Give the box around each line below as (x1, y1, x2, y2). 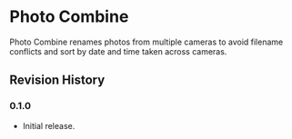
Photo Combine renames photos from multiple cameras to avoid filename (9, 36, 284, 47)
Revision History (9, 73, 106, 88)
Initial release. (22, 120, 76, 131)
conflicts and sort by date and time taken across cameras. (9, 45, 227, 56)
